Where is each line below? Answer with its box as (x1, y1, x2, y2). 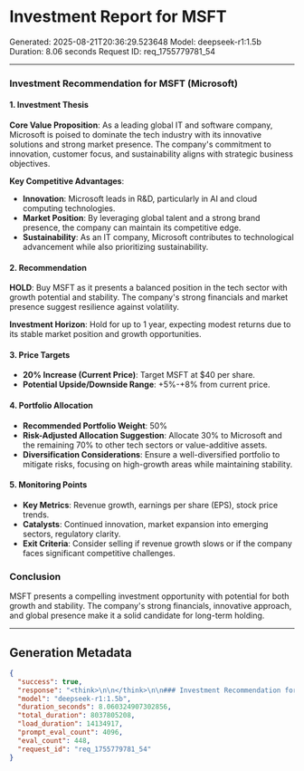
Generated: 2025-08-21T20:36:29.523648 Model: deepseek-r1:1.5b (9, 36, 262, 47)
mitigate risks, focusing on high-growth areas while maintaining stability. (22, 458, 293, 469)
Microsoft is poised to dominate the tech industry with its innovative (9, 130, 262, 140)
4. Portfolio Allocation (9, 400, 93, 411)
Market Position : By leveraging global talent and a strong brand (22, 213, 261, 224)
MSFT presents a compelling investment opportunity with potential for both (9, 591, 290, 602)
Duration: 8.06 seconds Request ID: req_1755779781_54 (9, 45, 215, 56)
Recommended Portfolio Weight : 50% (22, 419, 167, 431)
